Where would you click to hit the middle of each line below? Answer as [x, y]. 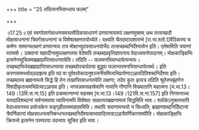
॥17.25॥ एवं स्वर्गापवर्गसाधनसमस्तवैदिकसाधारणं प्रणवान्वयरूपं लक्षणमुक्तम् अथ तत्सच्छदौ [89, 33]
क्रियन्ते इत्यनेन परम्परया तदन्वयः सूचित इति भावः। [53, 120]
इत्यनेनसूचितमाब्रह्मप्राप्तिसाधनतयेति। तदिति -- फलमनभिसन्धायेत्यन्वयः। [73, 60]
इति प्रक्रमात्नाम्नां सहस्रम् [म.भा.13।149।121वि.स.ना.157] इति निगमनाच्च [118, 93]
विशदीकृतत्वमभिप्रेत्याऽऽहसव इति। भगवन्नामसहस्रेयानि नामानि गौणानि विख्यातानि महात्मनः [88, 87]
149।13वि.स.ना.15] [26, 93]
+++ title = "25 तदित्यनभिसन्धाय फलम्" [48, 9]
